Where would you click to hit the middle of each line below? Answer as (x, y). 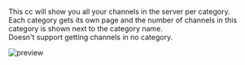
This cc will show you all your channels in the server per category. (119, 12)
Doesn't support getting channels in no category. (91, 37)
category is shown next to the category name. (85, 28)
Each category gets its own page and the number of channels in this (123, 20)
